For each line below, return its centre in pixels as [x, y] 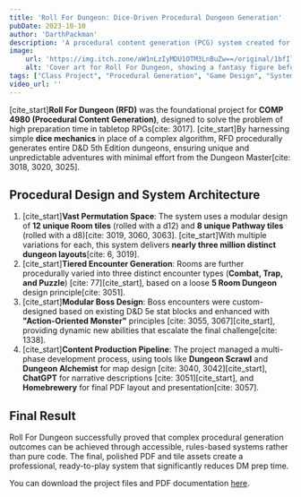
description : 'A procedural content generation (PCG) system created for [150, 43]
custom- [248, 302]
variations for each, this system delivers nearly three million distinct [149, 245]
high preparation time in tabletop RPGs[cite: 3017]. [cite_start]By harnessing [149, 129]
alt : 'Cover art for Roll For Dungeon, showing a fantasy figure [150, 68]
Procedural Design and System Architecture [135, 195]
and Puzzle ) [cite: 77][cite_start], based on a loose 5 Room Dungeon [150, 283]
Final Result [43, 416]
